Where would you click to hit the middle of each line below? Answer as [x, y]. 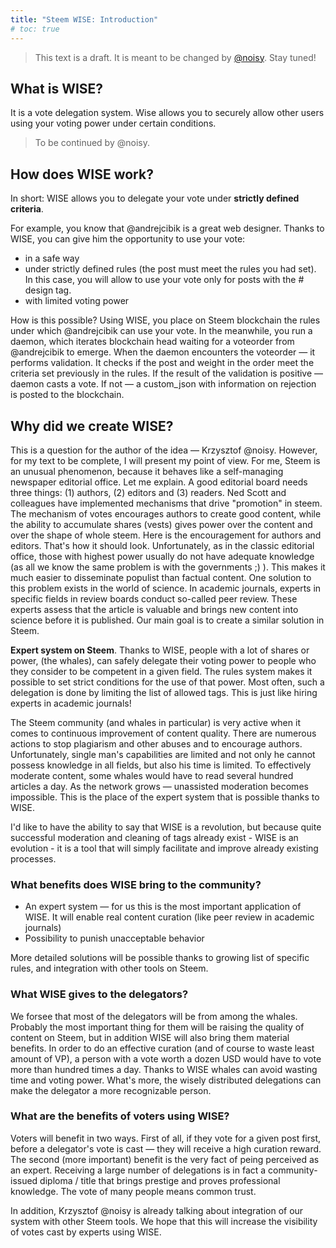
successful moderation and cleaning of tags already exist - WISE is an [154, 837]
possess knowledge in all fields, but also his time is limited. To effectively [161, 765]
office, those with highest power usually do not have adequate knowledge [162, 556]
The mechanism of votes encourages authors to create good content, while [166, 513]
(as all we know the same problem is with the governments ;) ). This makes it [168, 567]
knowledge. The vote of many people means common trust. [133, 1191]
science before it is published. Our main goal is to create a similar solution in [167, 620]
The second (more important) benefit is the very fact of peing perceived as [165, 1159]
